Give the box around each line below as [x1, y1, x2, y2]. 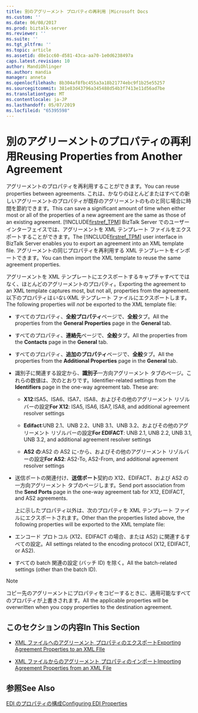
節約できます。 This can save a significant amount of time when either [16, 205, 186, 212]
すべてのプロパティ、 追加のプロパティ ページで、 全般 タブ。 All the [14, 351, 174, 358]
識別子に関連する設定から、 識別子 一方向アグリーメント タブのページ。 [14, 370, 187, 377]
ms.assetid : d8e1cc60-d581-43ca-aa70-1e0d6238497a [6, 53, 134, 58]
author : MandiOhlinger [6, 63, 62, 70]
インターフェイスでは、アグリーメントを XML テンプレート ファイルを [6, 226, 176, 233]
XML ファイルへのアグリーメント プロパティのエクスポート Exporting [14, 639, 181, 646]
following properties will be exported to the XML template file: [14, 521, 165, 528]
